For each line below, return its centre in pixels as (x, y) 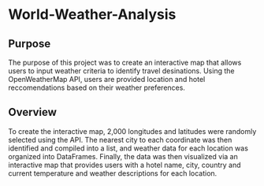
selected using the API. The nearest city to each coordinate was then (120, 139)
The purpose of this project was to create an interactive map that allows (125, 62)
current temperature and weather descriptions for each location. (113, 173)
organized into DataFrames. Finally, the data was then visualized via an (123, 156)
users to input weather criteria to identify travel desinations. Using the (121, 71)
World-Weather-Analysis (92, 15)
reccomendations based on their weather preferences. (97, 87)
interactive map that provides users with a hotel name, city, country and (125, 165)
